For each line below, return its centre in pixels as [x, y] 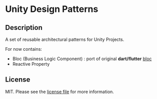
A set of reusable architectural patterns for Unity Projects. [65, 39]
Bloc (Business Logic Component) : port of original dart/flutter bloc [82, 59]
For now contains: [24, 49]
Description [24, 28]
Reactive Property [31, 64]
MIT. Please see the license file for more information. [59, 92]
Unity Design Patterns [52, 9]
